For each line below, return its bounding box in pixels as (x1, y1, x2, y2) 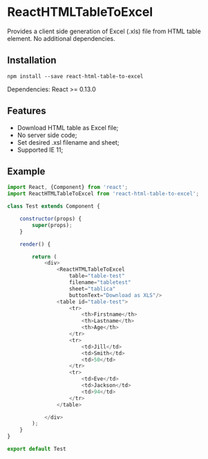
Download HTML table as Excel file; (17, 123, 119, 132)
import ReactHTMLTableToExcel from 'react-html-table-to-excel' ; (7, 190, 199, 197)
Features (7, 105, 46, 117)
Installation (7, 55, 57, 66)
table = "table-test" (68, 273, 126, 280)
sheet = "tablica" (68, 285, 116, 292)
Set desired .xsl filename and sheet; (17, 138, 120, 146)
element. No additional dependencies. (7, 34, 115, 42)
